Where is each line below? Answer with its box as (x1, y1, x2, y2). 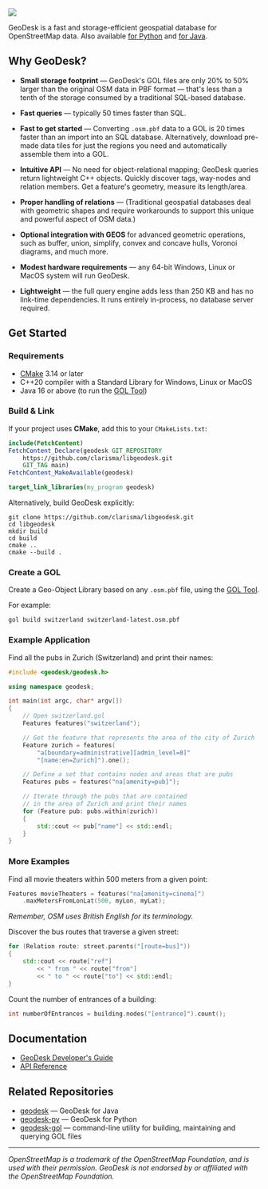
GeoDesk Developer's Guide (19, 1053, 113, 1063)
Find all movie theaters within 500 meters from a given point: (8, 874, 208, 883)
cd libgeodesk (8, 520, 56, 529)
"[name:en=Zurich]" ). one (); (37, 756, 130, 764)
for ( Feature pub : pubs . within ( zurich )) (22, 807, 159, 815)
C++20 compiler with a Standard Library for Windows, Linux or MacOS (19, 377, 253, 386)
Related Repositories (8, 1084, 114, 1099)
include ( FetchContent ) (8, 439, 84, 447)
